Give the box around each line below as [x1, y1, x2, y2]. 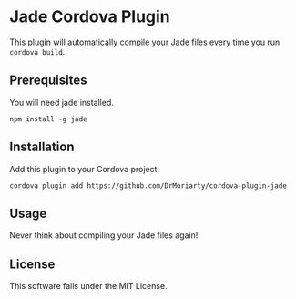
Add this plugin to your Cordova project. [9, 163, 160, 174]
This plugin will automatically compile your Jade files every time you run [9, 36, 281, 47]
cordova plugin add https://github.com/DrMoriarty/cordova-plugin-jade [9, 180, 287, 191]
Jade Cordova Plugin [9, 6, 170, 27]
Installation [9, 139, 75, 155]
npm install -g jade [9, 114, 88, 124]
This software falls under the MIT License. [9, 281, 168, 292]
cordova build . [9, 46, 66, 57]
